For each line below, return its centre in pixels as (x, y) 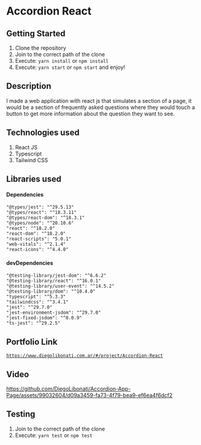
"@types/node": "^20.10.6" (40, 223)
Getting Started (36, 34)
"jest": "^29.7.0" (29, 307)
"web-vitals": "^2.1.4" (36, 244)
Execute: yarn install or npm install (62, 61)
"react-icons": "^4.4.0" (37, 250)
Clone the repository (40, 48)
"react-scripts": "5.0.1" (39, 239)
